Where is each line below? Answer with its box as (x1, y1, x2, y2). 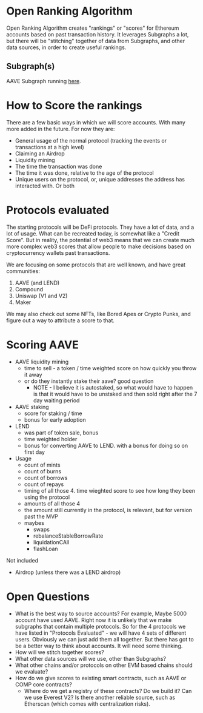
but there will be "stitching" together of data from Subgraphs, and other (6, 37, 185, 44)
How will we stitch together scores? (15, 648, 104, 656)
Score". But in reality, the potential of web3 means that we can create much (6, 236, 195, 243)
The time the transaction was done (15, 163, 102, 170)
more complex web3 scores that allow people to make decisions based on (6, 243, 191, 250)
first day (24, 448, 45, 456)
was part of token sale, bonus (24, 429, 99, 436)
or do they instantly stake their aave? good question (24, 377, 154, 385)
